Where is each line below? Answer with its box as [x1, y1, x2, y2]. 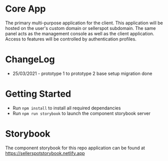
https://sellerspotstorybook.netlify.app [5, 150, 85, 156]
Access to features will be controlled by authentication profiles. [5, 36, 137, 42]
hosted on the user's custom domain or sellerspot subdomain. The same [5, 25, 156, 31]
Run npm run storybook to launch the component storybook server [12, 110, 151, 116]
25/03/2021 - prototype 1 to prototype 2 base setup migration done [12, 70, 152, 76]
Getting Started [5, 88, 72, 100]
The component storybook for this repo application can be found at [5, 145, 145, 151]
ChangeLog [5, 54, 55, 65]
